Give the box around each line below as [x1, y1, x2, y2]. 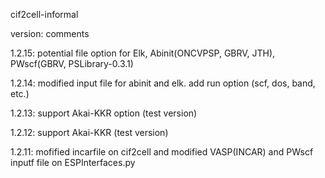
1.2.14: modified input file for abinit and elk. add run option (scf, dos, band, [10, 77, 316, 89]
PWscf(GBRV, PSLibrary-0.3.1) [10, 58, 134, 69]
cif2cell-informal [10, 9, 79, 20]
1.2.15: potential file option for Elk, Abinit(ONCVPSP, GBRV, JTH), [10, 47, 276, 59]
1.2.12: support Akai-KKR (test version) [10, 127, 169, 138]
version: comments [10, 28, 90, 39]
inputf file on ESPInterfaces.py [10, 157, 136, 168]
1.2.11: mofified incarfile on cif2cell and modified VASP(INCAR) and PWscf [10, 146, 314, 158]
